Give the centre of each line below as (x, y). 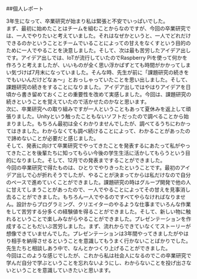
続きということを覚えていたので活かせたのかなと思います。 (78, 102)
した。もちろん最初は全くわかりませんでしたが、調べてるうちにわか (104, 124)
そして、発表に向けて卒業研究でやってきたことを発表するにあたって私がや (96, 146)
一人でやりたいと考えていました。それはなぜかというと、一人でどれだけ (103, 36)
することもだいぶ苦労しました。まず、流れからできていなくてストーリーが (101, 226)
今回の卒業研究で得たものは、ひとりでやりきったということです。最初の (93, 168)
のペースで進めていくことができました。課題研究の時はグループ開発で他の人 (98, 182)
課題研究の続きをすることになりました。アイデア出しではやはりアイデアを (96, 87)
